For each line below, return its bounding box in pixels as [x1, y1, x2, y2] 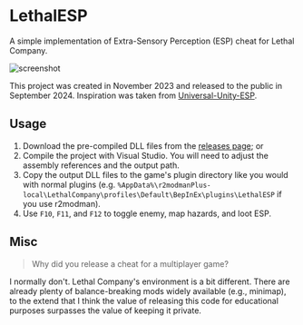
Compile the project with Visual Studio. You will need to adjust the [22, 150, 269, 161]
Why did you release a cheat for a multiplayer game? [31, 258, 230, 269]
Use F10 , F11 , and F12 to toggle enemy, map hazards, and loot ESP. [22, 208, 272, 219]
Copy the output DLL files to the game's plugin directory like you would [22, 169, 288, 180]
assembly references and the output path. [22, 160, 180, 171]
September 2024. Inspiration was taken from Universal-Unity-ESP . [9, 90, 258, 101]
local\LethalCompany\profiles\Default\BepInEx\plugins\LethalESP [22, 190, 275, 200]
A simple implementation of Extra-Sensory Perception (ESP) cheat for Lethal [9, 35, 295, 46]
